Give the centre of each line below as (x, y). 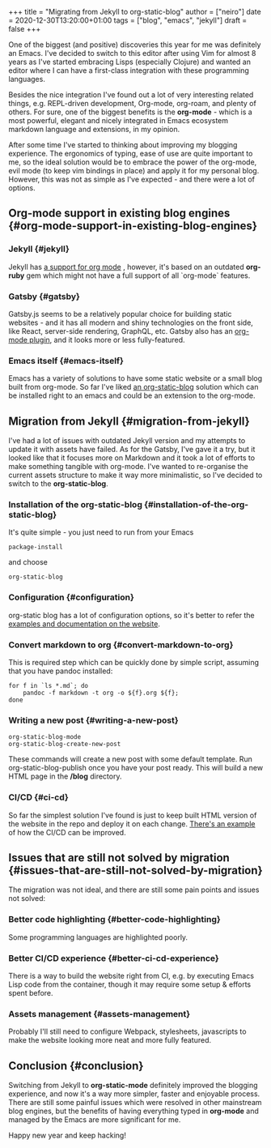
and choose (28, 562)
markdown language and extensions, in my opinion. (94, 129)
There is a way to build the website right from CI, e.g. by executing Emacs (131, 975)
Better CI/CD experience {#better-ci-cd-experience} (114, 958)
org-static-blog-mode (45, 737)
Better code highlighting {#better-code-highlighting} (114, 920)
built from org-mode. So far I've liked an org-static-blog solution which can (133, 387)
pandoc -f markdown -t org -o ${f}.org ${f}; (101, 693)
